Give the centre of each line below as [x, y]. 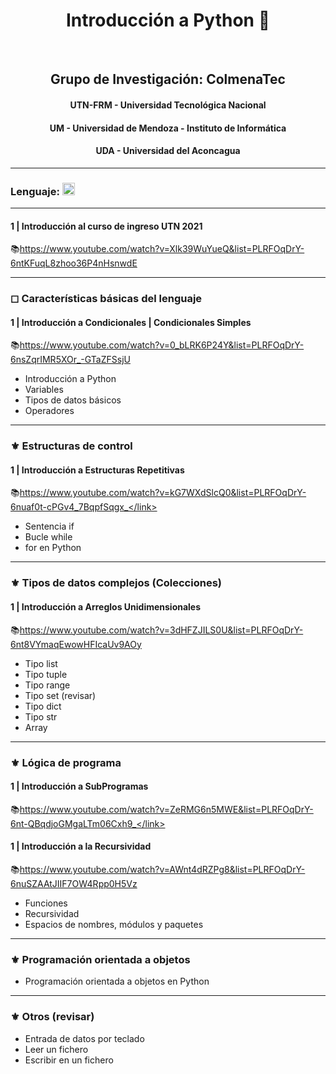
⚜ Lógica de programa [66, 762]
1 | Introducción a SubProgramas [79, 786]
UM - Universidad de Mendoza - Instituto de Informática [168, 128]
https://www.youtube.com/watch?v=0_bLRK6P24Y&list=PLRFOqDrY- [162, 345]
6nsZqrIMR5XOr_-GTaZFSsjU [70, 360]
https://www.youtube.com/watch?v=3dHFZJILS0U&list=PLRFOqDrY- [161, 630]
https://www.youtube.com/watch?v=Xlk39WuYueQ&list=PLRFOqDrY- [162, 249]
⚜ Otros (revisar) [52, 1017]
